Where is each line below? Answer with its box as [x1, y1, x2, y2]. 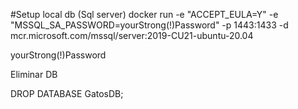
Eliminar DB [10, 69, 58, 80]
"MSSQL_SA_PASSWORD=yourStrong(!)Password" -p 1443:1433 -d [10, 19, 289, 31]
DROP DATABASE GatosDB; [10, 88, 124, 99]
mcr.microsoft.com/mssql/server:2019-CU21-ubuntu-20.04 [10, 30, 254, 41]
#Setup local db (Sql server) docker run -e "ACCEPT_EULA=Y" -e [10, 9, 279, 20]
